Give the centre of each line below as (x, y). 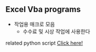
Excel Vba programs (43, 10)
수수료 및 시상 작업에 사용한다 (56, 31)
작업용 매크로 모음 (34, 24)
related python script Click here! (44, 43)
